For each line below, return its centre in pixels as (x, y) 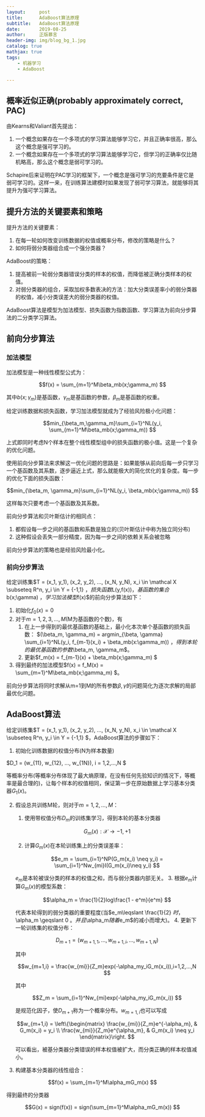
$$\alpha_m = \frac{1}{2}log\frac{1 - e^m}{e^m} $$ (107, 900)
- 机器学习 (29, 63)
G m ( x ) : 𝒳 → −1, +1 (107, 832)
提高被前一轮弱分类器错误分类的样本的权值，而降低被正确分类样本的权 (103, 274)
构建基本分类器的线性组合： (50, 1070)
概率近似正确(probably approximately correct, (95, 101)
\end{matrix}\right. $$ (107, 1037)
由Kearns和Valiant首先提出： (42, 126)
